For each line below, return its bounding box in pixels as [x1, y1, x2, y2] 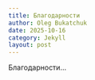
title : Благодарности [8, 11, 81, 20]
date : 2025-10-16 [8, 26, 66, 34]
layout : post [8, 41, 52, 49]
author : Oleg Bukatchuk [8, 19, 88, 27]
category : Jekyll [8, 33, 66, 42]
